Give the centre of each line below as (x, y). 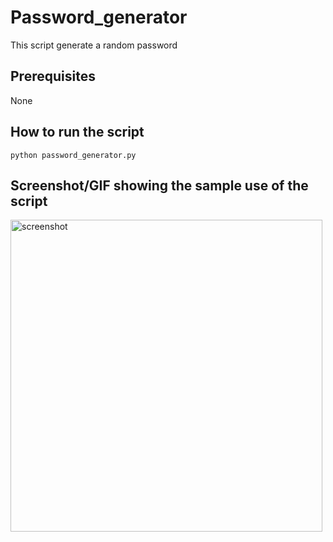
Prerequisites (53, 76)
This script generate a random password (94, 45)
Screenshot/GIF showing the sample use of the (159, 185)
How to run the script (77, 132)
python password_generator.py (73, 155)
